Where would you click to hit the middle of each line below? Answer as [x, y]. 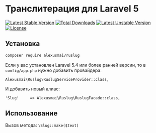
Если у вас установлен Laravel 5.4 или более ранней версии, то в [75, 65]
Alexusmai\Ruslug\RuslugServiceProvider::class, [57, 79]
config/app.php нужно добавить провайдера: [54, 70]
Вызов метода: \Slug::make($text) [42, 125]
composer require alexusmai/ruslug [43, 55]
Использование [31, 113]
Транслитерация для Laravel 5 [72, 9]
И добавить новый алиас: [33, 89]
